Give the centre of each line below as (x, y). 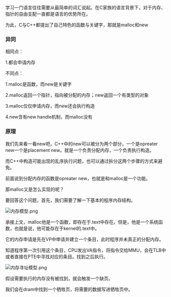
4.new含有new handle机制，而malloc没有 (49, 117)
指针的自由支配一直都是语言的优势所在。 (48, 14)
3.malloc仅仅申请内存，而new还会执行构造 (50, 106)
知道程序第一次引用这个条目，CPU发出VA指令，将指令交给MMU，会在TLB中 (86, 250)
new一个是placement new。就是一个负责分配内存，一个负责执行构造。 (80, 150)
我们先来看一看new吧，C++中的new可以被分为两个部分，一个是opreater (82, 144)
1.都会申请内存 (20, 63)
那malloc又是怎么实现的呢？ (35, 189)
